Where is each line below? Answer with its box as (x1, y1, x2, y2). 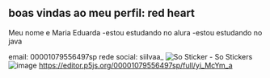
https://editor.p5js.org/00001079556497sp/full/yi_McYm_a (39, 60, 233, 70)
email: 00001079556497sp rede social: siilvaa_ (8, 51, 164, 61)
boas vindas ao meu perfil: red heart (8, 6, 196, 20)
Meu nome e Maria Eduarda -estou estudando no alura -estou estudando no (8, 27, 263, 37)
